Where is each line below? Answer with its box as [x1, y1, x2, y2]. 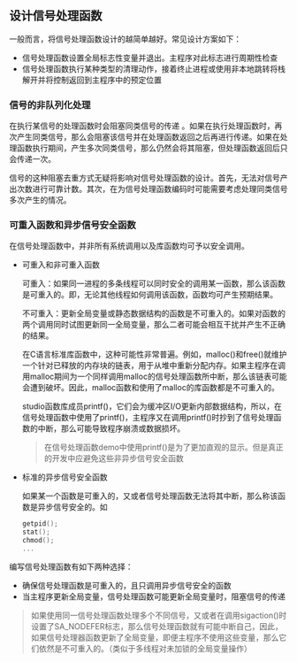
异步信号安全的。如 [37, 502, 108, 512]
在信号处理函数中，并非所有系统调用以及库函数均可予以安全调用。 [9, 241, 249, 251]
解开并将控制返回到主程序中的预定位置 [21, 74, 162, 85]
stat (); [21, 527, 50, 537]
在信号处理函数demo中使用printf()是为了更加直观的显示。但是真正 [43, 442, 285, 453]
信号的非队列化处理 [9, 98, 91, 111]
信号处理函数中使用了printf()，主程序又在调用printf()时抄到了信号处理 [21, 412, 274, 423]
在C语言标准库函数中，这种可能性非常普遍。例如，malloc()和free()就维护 [21, 349, 287, 360]
